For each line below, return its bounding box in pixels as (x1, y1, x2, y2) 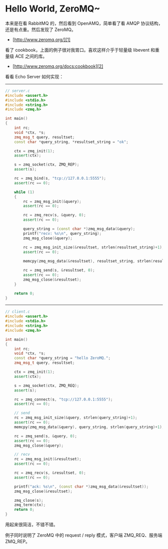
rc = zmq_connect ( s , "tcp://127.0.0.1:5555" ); (14, 397, 113, 402)
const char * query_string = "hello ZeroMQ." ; (14, 356, 111, 361)
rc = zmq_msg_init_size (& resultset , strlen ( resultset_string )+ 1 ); (23, 244, 164, 250)
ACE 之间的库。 (14, 53, 47, 59)
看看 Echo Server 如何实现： (5, 73, 64, 79)
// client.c (5, 309, 30, 314)
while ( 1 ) (14, 189, 35, 195)
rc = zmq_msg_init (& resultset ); (14, 457, 81, 462)
